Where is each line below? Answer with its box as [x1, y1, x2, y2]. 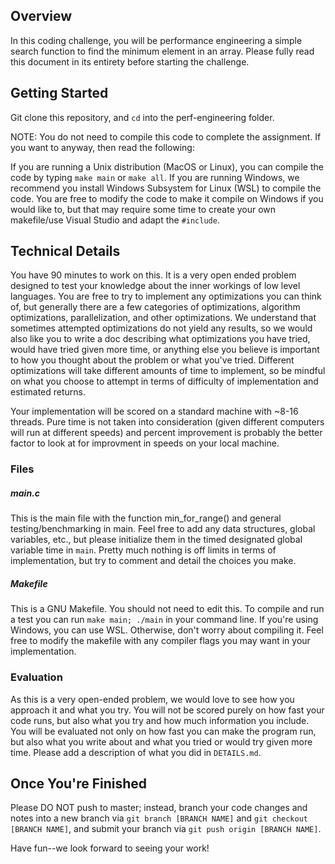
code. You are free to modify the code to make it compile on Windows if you [10, 192, 324, 204]
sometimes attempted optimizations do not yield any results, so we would [10, 322, 313, 334]
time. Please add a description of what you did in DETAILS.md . [10, 746, 262, 758]
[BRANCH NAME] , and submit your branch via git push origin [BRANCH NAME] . [10, 823, 322, 835]
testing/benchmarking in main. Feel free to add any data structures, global [10, 523, 316, 535]
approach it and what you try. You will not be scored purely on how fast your [10, 704, 325, 716]
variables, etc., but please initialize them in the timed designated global [10, 534, 303, 546]
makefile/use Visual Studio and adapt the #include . [10, 214, 220, 226]
